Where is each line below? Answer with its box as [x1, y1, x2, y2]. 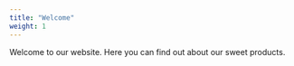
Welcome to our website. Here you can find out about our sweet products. [9, 46, 286, 57]
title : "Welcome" [9, 13, 75, 23]
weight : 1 [9, 22, 47, 31]
